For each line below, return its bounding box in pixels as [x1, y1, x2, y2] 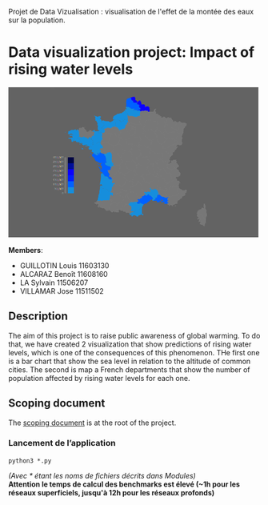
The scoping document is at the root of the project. [8, 418, 177, 427]
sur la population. [8, 15, 66, 25]
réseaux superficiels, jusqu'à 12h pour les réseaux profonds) [8, 487, 215, 497]
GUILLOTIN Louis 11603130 [19, 260, 110, 271]
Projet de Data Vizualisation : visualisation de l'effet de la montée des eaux [8, 7, 254, 16]
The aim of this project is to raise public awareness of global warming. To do [8, 331, 261, 340]
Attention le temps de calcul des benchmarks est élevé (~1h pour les [8, 479, 240, 489]
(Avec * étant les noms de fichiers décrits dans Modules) [8, 471, 196, 480]
